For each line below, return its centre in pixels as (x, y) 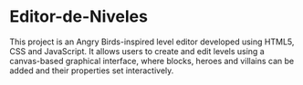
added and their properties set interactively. (92, 71)
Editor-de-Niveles (79, 17)
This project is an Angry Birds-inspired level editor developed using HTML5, (152, 42)
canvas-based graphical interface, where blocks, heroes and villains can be (152, 61)
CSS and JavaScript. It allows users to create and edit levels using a (137, 51)
